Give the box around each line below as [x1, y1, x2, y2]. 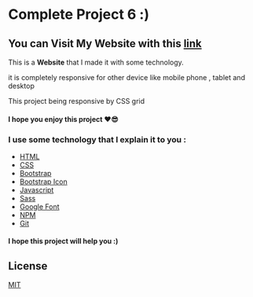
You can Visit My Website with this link [8, 37, 202, 50]
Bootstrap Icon [19, 177, 68, 186]
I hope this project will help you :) [8, 236, 119, 246]
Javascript [19, 185, 54, 194]
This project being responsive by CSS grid [8, 97, 145, 105]
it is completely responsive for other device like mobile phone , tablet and [8, 73, 246, 82]
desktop [8, 81, 35, 90]
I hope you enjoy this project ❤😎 [8, 114, 119, 123]
